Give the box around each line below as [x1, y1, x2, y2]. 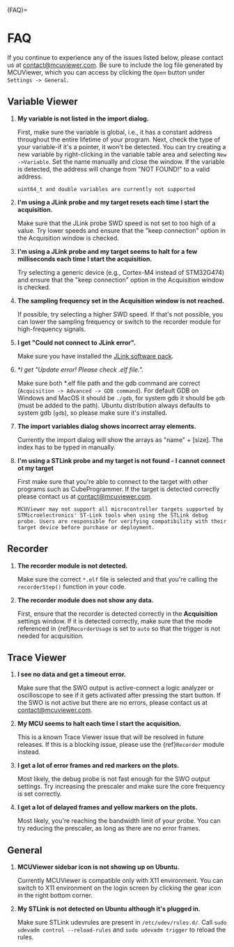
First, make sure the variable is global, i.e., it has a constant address [17, 128, 212, 136]
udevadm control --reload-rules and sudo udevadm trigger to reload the [17, 925, 226, 934]
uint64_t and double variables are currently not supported [17, 185, 196, 192]
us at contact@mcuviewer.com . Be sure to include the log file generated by [7, 61, 224, 69]
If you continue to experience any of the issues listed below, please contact [7, 53, 224, 61]
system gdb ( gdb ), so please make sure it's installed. [17, 408, 167, 417]
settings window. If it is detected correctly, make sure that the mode [17, 616, 212, 625]
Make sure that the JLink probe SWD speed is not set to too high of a [17, 219, 216, 227]
